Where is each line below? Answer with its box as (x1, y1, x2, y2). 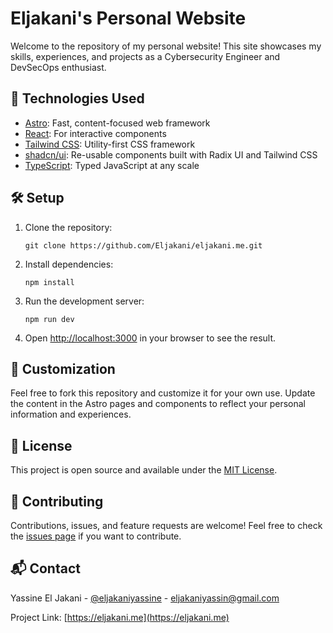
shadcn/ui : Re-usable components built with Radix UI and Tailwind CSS (24, 148, 318, 161)
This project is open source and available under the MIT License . (10, 464, 278, 476)
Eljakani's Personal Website (10, 7, 247, 30)
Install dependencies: (24, 258, 114, 270)
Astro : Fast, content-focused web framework (24, 117, 211, 129)
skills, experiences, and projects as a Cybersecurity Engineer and (10, 50, 281, 62)
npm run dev (24, 314, 75, 324)
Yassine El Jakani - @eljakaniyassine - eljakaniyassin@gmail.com (10, 592, 280, 604)
